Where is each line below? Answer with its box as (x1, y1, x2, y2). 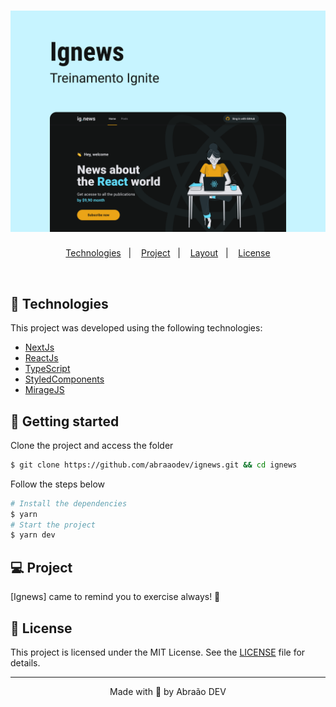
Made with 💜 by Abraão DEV (109, 685, 227, 697)
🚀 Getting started (10, 413, 120, 430)
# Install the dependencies (10, 498, 128, 509)
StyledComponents (24, 373, 105, 385)
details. (10, 656, 41, 669)
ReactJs (24, 352, 59, 364)
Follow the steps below (10, 478, 105, 490)
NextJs (24, 341, 55, 354)
